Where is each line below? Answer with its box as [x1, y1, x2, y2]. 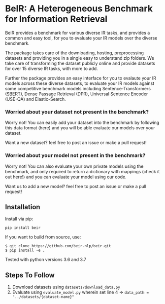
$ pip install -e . [5, 248, 45, 253]
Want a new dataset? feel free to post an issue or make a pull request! [5, 140, 147, 146]
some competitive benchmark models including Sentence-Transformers [5, 85, 151, 91]
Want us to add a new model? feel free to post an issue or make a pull [5, 183, 147, 189]
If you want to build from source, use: [5, 234, 81, 240]
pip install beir [5, 226, 41, 230]
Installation [5, 203, 40, 211]
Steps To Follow [5, 271, 55, 279]
